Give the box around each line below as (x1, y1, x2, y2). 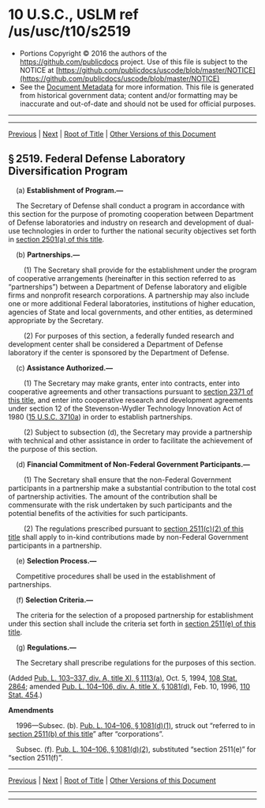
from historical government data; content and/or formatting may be (19, 90, 238, 100)
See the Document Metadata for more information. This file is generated (19, 82, 254, 92)
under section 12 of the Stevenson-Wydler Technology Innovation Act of (8, 404, 243, 413)
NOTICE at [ (19, 65, 59, 74)
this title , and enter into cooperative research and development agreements (8, 395, 254, 404)
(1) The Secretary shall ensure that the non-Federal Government (23, 475, 232, 484)
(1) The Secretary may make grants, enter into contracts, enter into (23, 378, 241, 388)
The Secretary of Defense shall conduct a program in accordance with (15, 200, 245, 211)
